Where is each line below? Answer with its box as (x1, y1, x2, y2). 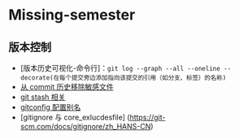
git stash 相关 (20, 92, 66, 102)
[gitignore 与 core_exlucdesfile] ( (20, 112, 130, 122)
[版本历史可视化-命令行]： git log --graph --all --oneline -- (20, 63, 232, 72)
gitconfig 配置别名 (20, 102, 81, 111)
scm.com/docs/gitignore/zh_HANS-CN (20, 122, 151, 131)
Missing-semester (8, 6, 136, 24)
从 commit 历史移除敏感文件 (20, 82, 114, 91)
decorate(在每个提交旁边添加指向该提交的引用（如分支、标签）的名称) (20, 74, 227, 82)
